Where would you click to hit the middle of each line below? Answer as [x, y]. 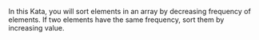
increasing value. [36, 28]
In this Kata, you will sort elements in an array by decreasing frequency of [130, 11]
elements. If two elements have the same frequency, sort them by [116, 20]
